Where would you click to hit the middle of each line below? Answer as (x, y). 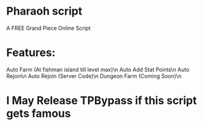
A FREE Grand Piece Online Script (49, 28)
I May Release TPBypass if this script (101, 101)
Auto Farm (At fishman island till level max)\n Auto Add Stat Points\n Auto (98, 69)
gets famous (39, 114)
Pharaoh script (44, 11)
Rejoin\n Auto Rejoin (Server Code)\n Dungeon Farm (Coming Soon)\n (94, 76)
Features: (31, 53)
